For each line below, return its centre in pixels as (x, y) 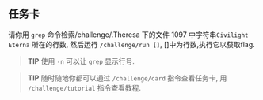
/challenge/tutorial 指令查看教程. (84, 87)
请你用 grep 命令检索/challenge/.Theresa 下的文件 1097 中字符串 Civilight (128, 35)
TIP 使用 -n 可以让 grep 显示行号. (81, 61)
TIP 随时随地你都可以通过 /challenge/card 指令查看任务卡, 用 (127, 78)
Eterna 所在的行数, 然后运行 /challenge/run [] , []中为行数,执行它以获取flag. (131, 44)
